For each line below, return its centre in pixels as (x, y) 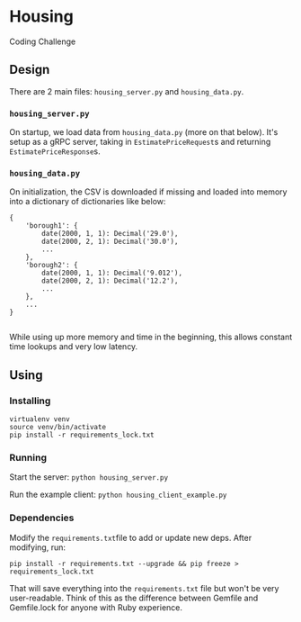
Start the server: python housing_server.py (89, 477)
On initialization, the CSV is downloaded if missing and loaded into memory (148, 192)
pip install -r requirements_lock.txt (82, 435)
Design (30, 70)
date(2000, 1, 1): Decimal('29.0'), (110, 234)
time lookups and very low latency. (74, 347)
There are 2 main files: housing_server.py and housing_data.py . (127, 91)
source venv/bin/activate (58, 428)
